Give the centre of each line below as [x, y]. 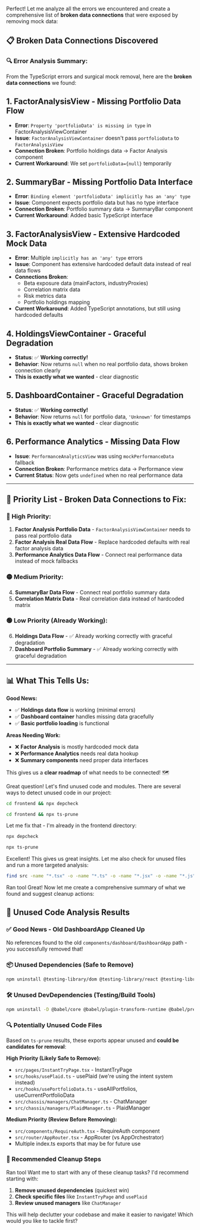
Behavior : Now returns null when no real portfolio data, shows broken [101, 364]
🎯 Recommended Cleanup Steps [54, 1159]
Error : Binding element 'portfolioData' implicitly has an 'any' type [103, 196]
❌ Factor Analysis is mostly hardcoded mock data [76, 747]
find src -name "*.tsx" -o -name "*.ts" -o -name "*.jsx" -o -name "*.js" [101, 876]
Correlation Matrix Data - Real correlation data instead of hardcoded [99, 599]
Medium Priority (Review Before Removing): [62, 1120]
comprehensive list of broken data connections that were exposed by [92, 15]
